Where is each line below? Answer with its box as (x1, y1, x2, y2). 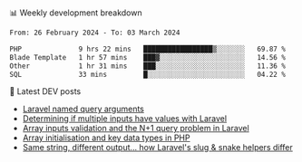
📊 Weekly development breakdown (9, 7, 142, 18)
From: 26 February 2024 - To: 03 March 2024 (9, 28, 180, 37)
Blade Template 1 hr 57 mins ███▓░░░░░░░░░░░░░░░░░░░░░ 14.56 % (9, 52, 286, 62)
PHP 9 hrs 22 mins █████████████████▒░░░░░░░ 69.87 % (9, 44, 286, 53)
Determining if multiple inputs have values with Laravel (22, 113, 228, 124)
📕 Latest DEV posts (9, 86, 82, 97)
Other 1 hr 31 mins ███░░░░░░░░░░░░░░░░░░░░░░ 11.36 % (9, 62, 286, 71)
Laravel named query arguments (22, 103, 145, 115)
